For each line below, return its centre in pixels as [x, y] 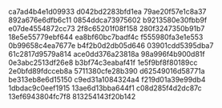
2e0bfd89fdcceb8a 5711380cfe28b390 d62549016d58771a [107, 71]
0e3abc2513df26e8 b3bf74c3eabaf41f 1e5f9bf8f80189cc [103, 62]
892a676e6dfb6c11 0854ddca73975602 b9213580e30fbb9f [108, 20]
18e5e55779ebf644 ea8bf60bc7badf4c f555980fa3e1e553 [106, 37]
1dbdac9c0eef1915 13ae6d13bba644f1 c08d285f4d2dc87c [105, 88]
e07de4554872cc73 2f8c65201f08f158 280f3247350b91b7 [107, 28]
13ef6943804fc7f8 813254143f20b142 [72, 96]
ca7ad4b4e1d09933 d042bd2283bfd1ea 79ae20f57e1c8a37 [107, 12]
